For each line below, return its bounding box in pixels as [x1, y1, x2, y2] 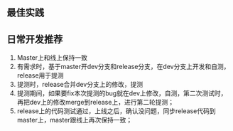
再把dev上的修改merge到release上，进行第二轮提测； [16, 98, 175, 107]
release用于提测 [16, 71, 65, 80]
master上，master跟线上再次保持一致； [16, 116, 133, 125]
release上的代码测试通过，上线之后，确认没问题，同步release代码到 [16, 107, 216, 115]
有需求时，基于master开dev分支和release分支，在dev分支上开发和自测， [16, 63, 230, 71]
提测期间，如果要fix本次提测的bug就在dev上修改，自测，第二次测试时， [16, 89, 227, 98]
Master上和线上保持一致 [16, 53, 88, 62]
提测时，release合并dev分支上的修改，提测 [16, 80, 143, 89]
